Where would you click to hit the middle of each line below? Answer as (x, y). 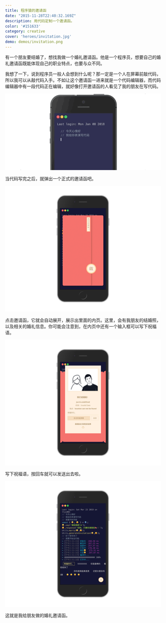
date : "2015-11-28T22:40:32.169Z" (41, 16)
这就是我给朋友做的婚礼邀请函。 (38, 615)
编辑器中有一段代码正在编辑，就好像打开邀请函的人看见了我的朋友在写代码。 (83, 86)
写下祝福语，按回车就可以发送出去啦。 (44, 474)
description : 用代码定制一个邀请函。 (40, 21)
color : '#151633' (23, 26)
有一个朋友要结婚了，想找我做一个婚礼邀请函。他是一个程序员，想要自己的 (81, 57)
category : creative (25, 31)
